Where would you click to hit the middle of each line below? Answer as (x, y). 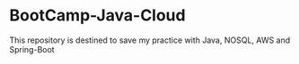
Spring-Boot (32, 49)
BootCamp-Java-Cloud (97, 16)
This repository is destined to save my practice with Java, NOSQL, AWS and (150, 40)
